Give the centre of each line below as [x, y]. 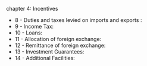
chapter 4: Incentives [32, 9]
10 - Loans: [29, 33]
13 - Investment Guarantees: [49, 52]
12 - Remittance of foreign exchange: [60, 45]
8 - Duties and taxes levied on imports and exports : [78, 20]
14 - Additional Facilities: [45, 58]
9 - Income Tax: [34, 26]
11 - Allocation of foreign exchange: [58, 39]
